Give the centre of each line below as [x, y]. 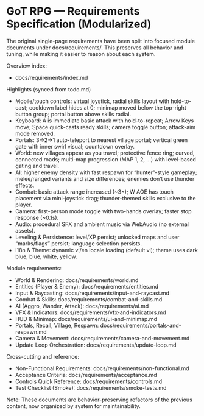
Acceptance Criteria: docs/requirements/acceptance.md [86, 375]
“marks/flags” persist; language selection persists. [78, 243]
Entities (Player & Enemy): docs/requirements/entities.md [87, 286]
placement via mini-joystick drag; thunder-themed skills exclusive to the [105, 198]
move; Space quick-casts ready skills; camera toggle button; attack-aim [105, 127]
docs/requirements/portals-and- [141, 325]
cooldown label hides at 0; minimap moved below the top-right [108, 107]
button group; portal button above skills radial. [73, 114]
